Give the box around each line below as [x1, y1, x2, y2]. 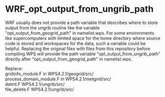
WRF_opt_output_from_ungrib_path [5, 3, 154, 15]
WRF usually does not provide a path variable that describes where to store [5, 20, 158, 25]
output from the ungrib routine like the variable [5, 24, 100, 30]
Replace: [5, 65, 23, 72]
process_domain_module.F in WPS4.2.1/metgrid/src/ [5, 76, 111, 82]
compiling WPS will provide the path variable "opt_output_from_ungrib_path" [5, 50, 161, 57]
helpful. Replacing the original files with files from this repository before [5, 46, 150, 51]
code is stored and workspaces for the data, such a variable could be [5, 40, 146, 46]
